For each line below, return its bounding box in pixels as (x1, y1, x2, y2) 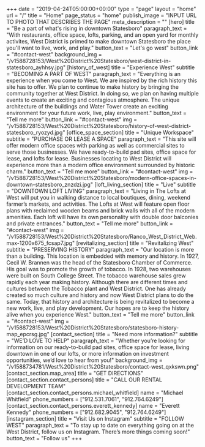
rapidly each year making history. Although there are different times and (6, 279, 188, 285)
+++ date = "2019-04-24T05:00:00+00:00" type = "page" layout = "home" (6, 6, 196, 12)
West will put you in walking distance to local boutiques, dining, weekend (6, 194, 191, 201)
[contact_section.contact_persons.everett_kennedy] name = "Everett (6, 402, 180, 409)
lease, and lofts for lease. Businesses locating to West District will (6, 155, 172, 162)
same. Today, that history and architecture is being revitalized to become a (6, 298, 195, 305)
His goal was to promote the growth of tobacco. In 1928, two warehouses (6, 266, 192, 272)
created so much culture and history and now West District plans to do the (6, 291, 194, 299)
